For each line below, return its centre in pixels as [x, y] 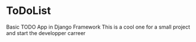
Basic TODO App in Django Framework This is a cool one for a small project [98, 27]
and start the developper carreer [46, 33]
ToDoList [29, 11]
